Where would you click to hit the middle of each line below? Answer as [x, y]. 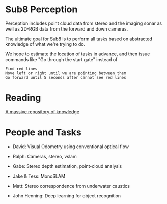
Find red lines [21, 69]
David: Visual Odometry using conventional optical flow [71, 147]
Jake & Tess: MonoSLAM [39, 176]
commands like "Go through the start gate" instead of [61, 59]
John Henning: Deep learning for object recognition [67, 196]
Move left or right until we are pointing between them [66, 73]
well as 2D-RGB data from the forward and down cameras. [67, 28]
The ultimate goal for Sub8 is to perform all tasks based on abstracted [79, 39]
